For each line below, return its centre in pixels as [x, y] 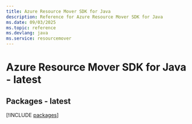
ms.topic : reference [31, 28]
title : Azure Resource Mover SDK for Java [58, 11]
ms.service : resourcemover [39, 38]
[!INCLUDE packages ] [32, 115]
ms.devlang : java [27, 33]
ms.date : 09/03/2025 [31, 22]
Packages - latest [39, 101]
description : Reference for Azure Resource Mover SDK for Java [85, 17]
